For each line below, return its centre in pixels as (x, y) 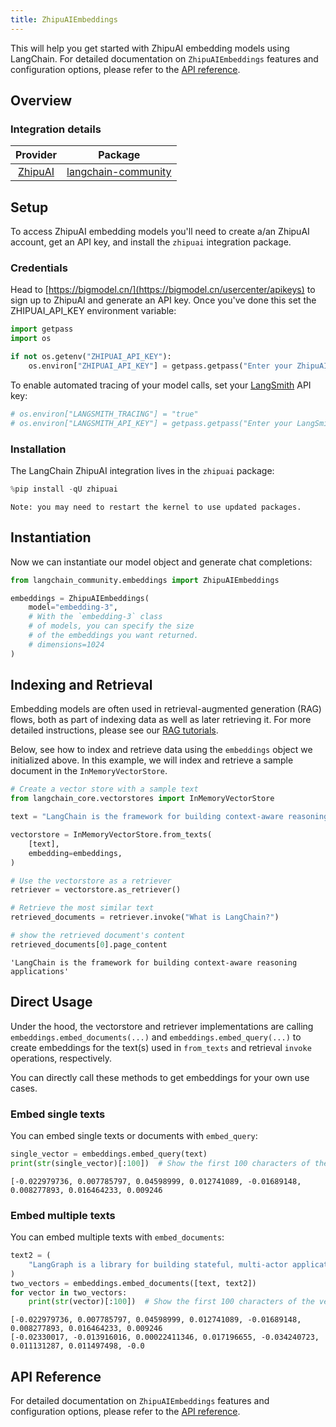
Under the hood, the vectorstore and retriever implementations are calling (162, 1026)
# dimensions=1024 (66, 644)
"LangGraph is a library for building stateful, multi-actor (158, 1264)
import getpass (42, 329)
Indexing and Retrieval (81, 685)
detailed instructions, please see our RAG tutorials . (114, 730)
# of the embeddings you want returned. (113, 636)
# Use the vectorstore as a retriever (91, 881)
